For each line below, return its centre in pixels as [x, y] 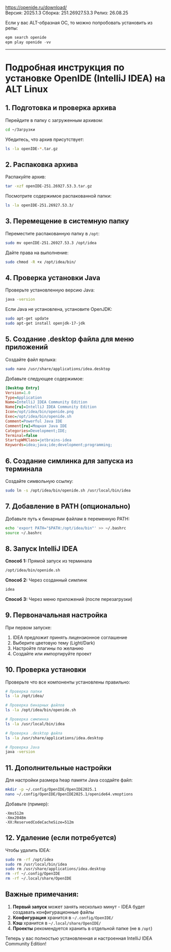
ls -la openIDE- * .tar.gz [32, 149]
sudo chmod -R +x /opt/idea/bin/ [41, 262]
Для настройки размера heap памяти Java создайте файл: [69, 780]
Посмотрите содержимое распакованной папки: [59, 196]
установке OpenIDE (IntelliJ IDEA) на [85, 78]
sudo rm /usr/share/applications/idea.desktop [55, 869]
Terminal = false [21, 435]
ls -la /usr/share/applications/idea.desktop [54, 738]
